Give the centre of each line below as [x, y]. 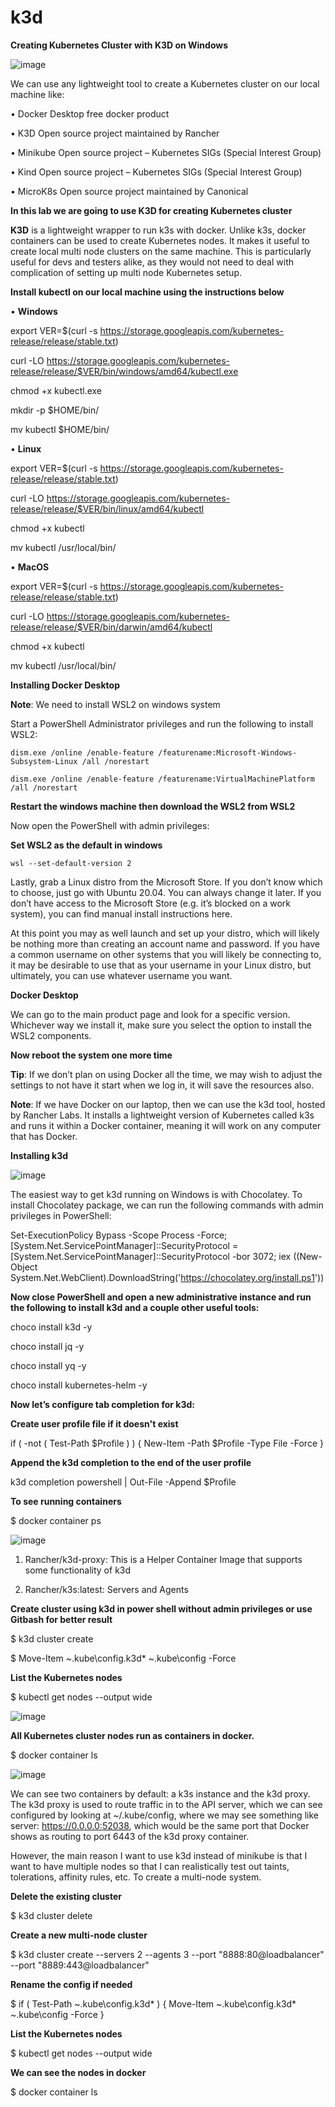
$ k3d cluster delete [51, 1915]
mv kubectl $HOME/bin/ [60, 429]
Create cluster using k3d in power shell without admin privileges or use [161, 1608]
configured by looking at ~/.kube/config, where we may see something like [164, 1815]
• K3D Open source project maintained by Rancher [115, 133]
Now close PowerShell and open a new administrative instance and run [161, 1297]
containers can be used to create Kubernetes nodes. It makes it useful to [160, 240]
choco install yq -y [48, 1365]
